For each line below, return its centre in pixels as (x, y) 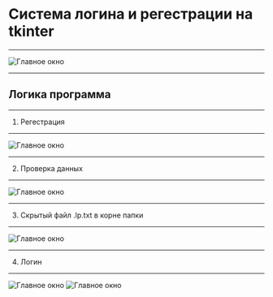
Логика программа (60, 95)
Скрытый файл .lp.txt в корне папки (82, 215)
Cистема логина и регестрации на (131, 14)
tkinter (31, 31)
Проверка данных (52, 168)
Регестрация (42, 122)
